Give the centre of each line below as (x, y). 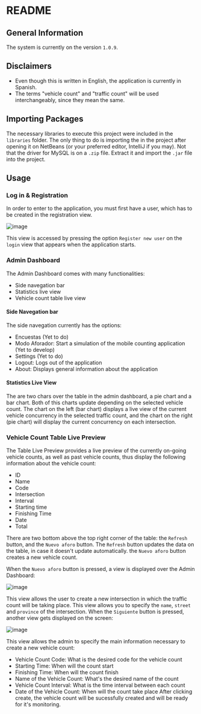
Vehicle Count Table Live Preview (56, 437)
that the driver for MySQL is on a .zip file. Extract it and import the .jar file (99, 153)
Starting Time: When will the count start (64, 666)
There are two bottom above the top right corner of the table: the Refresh (97, 538)
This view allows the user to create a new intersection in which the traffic (97, 599)
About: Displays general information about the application (86, 369)
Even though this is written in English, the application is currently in (98, 81)
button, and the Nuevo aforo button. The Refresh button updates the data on (100, 544)
